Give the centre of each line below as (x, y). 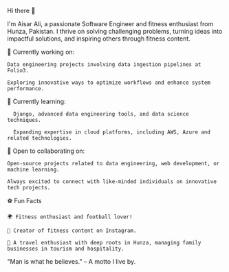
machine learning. (33, 169)
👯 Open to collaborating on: (46, 151)
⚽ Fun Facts (24, 201)
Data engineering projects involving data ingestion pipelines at (104, 65)
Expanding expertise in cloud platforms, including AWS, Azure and (112, 132)
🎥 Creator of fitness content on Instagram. (72, 231)
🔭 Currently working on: (41, 52)
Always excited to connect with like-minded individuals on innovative (112, 182)
